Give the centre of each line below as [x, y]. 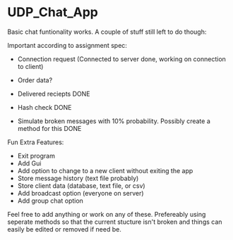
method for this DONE [49, 128]
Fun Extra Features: [36, 142]
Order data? [35, 80]
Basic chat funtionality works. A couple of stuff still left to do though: [107, 32]
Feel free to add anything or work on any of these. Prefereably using [107, 214]
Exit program [36, 156]
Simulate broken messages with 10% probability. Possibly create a [114, 121]
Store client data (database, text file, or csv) [82, 185]
